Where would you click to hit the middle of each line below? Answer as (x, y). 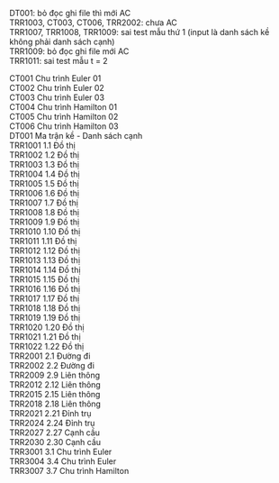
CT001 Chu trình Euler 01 (55, 78)
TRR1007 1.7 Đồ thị (44, 203)
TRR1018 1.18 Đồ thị (45, 308)
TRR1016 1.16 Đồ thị (45, 289)
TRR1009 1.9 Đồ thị (45, 222)
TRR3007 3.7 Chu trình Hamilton (69, 471)
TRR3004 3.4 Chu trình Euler (63, 461)
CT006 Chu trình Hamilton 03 (64, 126)
